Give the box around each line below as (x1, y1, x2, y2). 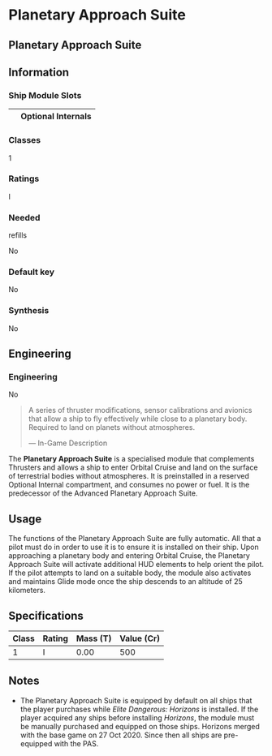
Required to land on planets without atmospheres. (28, 423, 196, 432)
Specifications (8, 608, 84, 622)
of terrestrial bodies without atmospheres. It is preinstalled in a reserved (8, 471, 250, 481)
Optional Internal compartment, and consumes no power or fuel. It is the (8, 480, 250, 490)
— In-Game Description (28, 438, 108, 448)
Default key (8, 266, 55, 277)
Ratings (8, 173, 40, 184)
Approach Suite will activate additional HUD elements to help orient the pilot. (8, 560, 265, 569)
